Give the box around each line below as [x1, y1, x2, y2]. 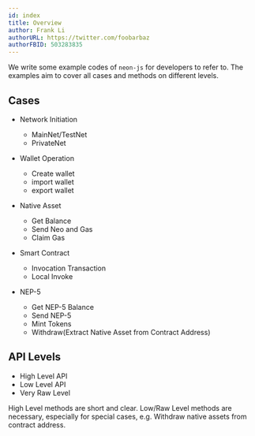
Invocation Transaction [31, 263, 107, 273]
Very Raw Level [19, 388, 71, 397]
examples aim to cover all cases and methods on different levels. [8, 71, 219, 80]
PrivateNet [31, 138, 66, 147]
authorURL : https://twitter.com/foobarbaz [8, 33, 150, 42]
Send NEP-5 [31, 311, 72, 320]
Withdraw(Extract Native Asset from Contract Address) [31, 327, 211, 337]
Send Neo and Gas [31, 224, 93, 233]
